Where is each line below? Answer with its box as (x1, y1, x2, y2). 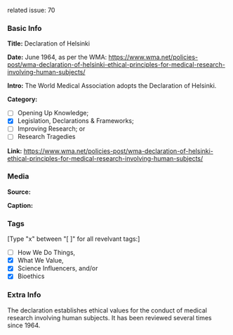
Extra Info (7, 290, 41, 300)
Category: (7, 95, 38, 104)
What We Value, (17, 256, 65, 265)
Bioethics (17, 272, 45, 280)
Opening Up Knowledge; (17, 109, 89, 117)
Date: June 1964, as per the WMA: (7, 53, 107, 62)
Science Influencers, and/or (17, 264, 98, 272)
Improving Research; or (17, 124, 86, 133)
